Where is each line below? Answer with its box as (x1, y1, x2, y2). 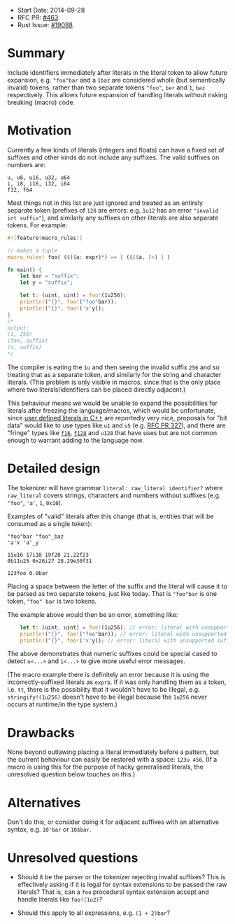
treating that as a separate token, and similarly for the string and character (7, 370, 222, 378)
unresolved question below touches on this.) (7, 770, 136, 779)
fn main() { (7, 266, 42, 273)
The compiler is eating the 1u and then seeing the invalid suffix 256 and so (7, 363, 220, 371)
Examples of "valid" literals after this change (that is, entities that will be (7, 512, 214, 520)
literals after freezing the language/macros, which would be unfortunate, (7, 406, 216, 415)
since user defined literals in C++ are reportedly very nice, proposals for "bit (7, 413, 227, 422)
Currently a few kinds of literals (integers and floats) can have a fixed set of (7, 145, 225, 154)
